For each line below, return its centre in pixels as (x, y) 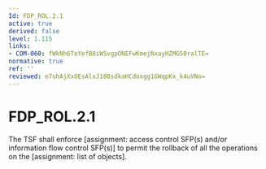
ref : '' (22, 69)
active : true (31, 24)
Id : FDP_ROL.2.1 (36, 16)
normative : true (36, 62)
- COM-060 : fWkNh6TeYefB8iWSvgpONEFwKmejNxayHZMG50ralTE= (109, 54)
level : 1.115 (31, 39)
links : (20, 46)
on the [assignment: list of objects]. (68, 156)
